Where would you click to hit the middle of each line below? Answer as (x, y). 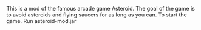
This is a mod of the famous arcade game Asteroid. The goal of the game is (101, 9)
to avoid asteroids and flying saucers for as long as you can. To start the (97, 15)
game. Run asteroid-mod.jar (41, 21)
